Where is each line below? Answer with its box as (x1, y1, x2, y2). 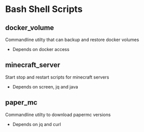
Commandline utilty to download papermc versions (5, 111, 111, 117)
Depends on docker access (12, 46, 70, 52)
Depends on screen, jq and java (12, 83, 78, 89)
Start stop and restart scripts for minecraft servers (5, 74, 109, 80)
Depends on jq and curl (12, 121, 61, 127)
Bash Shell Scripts (5, 3, 83, 15)
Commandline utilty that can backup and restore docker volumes (5, 36, 139, 42)
